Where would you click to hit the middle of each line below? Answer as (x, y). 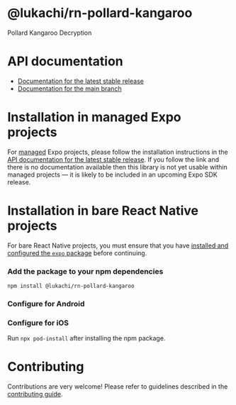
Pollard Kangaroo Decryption (50, 33)
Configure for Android (46, 304)
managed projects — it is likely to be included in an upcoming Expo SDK (112, 174)
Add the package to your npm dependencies (85, 271)
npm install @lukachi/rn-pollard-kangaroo (71, 286)
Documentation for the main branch (69, 88)
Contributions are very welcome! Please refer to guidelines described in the (118, 387)
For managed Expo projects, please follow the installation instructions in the (118, 152)
